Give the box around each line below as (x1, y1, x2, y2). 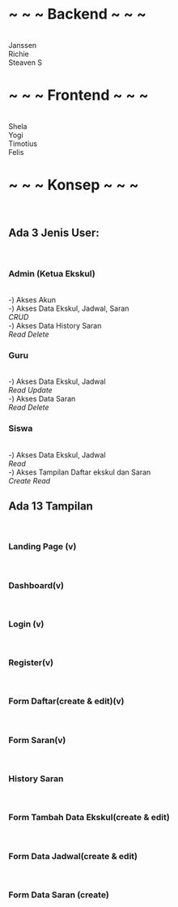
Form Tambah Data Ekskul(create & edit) (8, 812, 170, 823)
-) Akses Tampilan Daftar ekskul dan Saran (8, 467, 151, 477)
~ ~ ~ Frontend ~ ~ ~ (8, 86, 149, 105)
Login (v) (8, 618, 44, 630)
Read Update (8, 385, 53, 395)
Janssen (8, 40, 37, 49)
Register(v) (8, 657, 54, 668)
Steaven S (8, 58, 43, 67)
